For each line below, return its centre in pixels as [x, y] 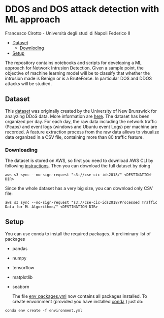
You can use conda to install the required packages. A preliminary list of [78, 234]
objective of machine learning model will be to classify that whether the [78, 73]
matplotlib [22, 277]
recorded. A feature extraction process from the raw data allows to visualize [82, 132]
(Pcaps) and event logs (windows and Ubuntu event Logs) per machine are [81, 127]
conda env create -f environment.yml [44, 310]
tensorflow [23, 267]
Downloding [32, 48]
